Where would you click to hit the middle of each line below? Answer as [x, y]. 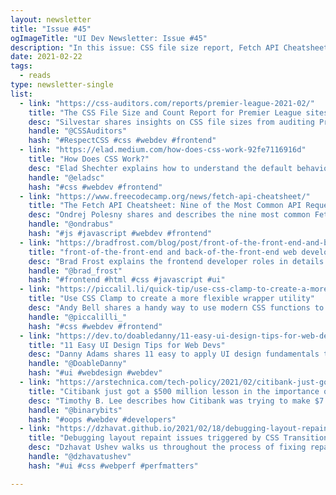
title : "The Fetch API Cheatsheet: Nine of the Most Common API [165, 206]
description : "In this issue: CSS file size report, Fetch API [145, 47]
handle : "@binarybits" [75, 410]
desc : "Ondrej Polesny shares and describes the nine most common [169, 215]
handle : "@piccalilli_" [78, 317]
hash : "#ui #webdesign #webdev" [95, 373]
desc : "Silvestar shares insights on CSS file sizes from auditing [171, 122]
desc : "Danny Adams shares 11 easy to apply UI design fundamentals [174, 354]
